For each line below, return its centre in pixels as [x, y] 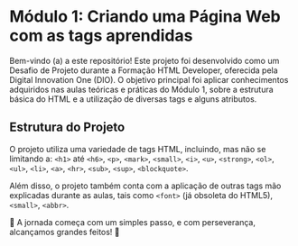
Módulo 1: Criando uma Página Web [145, 17]
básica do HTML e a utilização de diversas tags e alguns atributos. [133, 99]
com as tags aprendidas [101, 36]
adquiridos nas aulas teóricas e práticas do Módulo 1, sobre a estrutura [141, 89]
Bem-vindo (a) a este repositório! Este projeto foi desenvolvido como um [144, 60]
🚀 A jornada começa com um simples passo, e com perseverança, [132, 222]
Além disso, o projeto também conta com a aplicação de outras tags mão [145, 186]
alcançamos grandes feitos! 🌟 [65, 232]
